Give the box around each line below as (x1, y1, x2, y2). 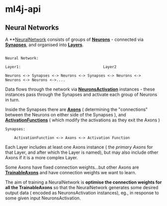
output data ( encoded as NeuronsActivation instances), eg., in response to (5, 190, 159, 196)
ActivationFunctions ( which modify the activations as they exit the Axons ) (5, 117, 160, 123)
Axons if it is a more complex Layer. (5, 155, 78, 160)
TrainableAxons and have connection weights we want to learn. (5, 170, 137, 175)
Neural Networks (5, 23, 59, 32)
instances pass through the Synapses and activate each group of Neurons (5, 92, 158, 98)
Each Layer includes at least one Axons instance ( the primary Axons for (5, 144, 153, 150)
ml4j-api (5, 3, 41, 15)
